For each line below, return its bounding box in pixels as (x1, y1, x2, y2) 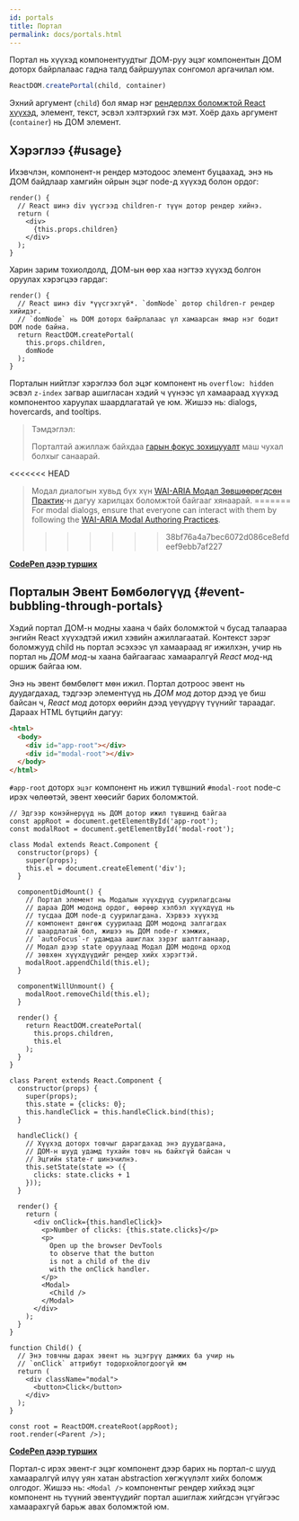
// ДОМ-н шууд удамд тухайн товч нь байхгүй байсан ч (25, 1147, 231, 1156)
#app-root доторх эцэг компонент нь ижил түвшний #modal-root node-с (9, 783, 281, 793)
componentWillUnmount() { (17, 982, 115, 991)
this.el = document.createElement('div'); (25, 864, 187, 873)
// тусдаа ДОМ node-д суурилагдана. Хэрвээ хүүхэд (25, 911, 219, 921)
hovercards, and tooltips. (9, 406, 101, 418)
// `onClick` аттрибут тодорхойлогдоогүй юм (17, 1359, 187, 1368)
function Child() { (9, 1344, 83, 1353)
